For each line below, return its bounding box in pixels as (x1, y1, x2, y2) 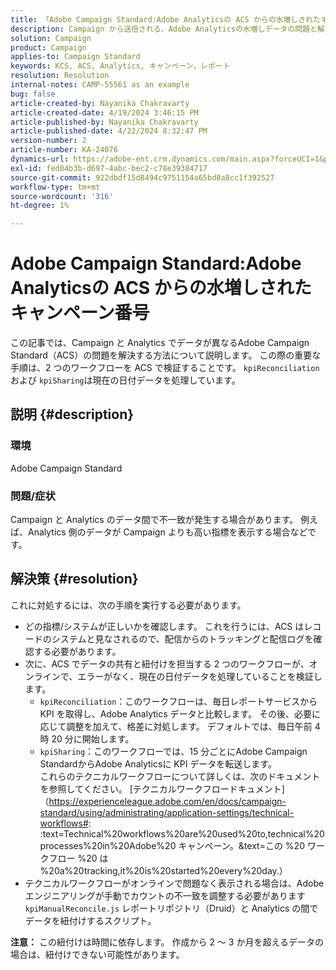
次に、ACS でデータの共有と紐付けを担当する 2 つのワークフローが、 (24, 657, 310, 670)
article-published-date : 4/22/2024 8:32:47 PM (10, 126, 208, 136)
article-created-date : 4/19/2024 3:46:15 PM (10, 107, 199, 118)
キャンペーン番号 (10, 302, 150, 325)
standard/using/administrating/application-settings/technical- (39, 806, 295, 818)
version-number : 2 (10, 136, 87, 146)
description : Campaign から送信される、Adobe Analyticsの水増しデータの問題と (10, 24, 318, 34)
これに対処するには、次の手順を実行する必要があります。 (10, 599, 247, 611)
